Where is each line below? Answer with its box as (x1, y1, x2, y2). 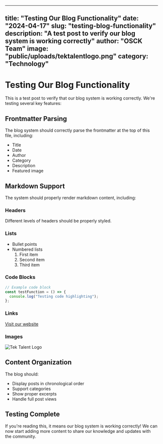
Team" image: (5, 45, 49, 53)
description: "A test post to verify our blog (5, 30, 136, 38)
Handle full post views (12, 396, 57, 402)
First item (19, 251, 38, 257)
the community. (5, 433, 36, 439)
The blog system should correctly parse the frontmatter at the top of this (5, 127, 150, 134)
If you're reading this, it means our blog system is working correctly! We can (5, 423, 158, 429)
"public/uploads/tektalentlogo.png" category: (5, 52, 148, 61)
